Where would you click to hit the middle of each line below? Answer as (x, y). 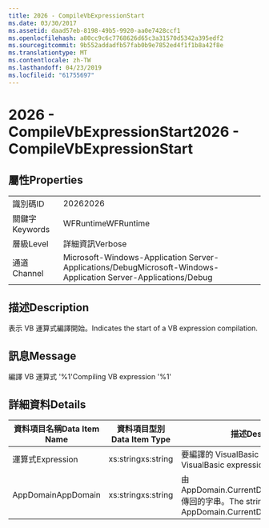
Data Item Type (141, 439)
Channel (28, 273)
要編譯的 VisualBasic (220, 454)
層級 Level (30, 243)
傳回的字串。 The (213, 502)
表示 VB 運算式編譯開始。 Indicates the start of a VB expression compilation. (133, 328)
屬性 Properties (46, 180)
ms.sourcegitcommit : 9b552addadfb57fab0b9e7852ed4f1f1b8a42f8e (116, 46)
